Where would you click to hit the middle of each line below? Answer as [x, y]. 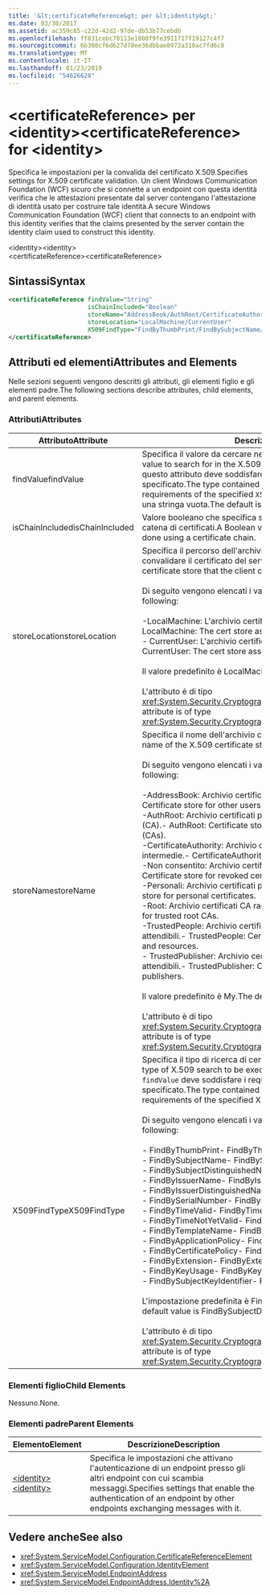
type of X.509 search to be [192, 1070]
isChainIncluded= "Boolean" [133, 307]
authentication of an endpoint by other [162, 1498]
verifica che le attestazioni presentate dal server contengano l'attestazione [132, 197]
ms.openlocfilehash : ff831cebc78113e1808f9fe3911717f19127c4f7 [117, 38]
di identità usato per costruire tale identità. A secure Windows [109, 206]
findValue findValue [48, 479]
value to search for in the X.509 [201, 464]
